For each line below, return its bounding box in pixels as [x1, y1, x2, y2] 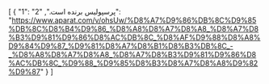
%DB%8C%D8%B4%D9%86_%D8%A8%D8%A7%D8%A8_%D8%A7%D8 [8, 24, 259, 33]
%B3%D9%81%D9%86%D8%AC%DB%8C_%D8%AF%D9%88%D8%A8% [8, 32, 261, 42]
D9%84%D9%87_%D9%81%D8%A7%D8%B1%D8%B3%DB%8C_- [8, 41, 233, 51]
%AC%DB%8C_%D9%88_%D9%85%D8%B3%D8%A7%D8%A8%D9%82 [8, 58, 258, 68]
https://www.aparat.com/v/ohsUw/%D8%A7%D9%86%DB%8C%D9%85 [11, 15, 257, 25]
